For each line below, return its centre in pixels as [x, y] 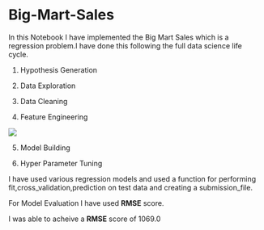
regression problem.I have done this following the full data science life [126, 45]
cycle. [18, 54]
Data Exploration [48, 86]
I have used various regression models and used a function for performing [132, 178]
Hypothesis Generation [59, 69]
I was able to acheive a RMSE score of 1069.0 [85, 219]
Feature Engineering [54, 117]
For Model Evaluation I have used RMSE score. [86, 203]
